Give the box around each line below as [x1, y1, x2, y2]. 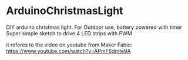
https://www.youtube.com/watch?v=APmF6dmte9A [6, 47, 131, 54]
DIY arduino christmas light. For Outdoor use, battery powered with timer [6, 24, 183, 31]
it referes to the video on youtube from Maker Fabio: [6, 41, 133, 48]
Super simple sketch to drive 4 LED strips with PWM [6, 29, 132, 36]
